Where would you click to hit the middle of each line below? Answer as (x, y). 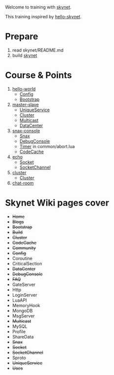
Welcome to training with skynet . (38, 7)
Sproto (19, 358)
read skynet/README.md (38, 50)
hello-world (24, 89)
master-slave (26, 104)
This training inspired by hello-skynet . (43, 16)
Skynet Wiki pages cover (57, 203)
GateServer (24, 284)
